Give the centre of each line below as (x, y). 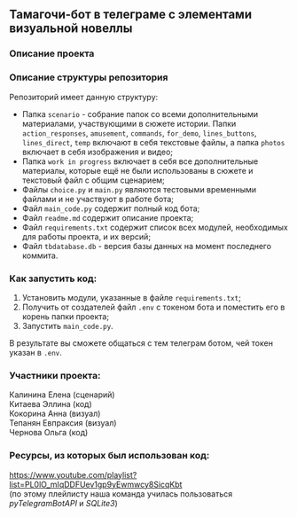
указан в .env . (35, 352)
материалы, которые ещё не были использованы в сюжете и (137, 170)
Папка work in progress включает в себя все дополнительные (140, 161)
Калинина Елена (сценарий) (62, 395)
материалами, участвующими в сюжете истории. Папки (129, 123)
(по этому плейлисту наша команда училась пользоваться (121, 493)
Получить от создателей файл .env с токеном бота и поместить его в (153, 307)
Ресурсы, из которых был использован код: (109, 456)
